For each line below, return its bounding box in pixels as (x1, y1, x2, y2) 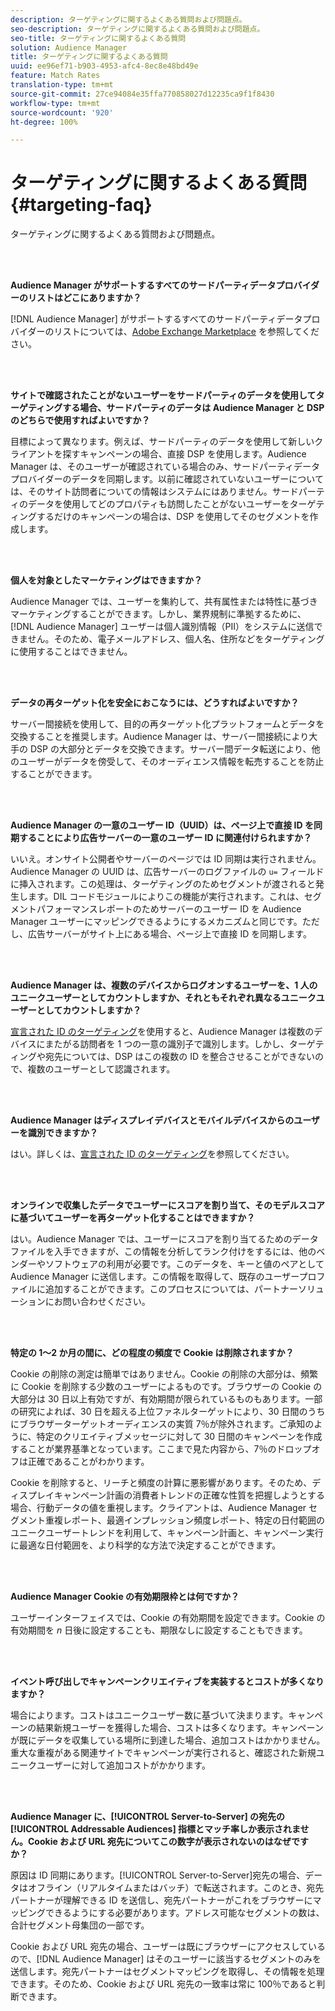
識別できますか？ (27, 1127, 98, 1139)
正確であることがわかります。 (27, 1456, 150, 1468)
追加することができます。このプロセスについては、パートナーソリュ (44, 1283, 325, 1295)
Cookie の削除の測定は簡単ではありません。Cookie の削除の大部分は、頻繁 (10, 1368, 318, 1380)
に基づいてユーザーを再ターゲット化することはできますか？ (10, 1212, 256, 1224)
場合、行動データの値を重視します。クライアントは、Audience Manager (10, 1502, 307, 1514)
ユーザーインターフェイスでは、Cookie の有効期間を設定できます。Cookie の (10, 1612, 326, 1624)
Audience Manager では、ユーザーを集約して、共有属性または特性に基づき (10, 596, 318, 608)
